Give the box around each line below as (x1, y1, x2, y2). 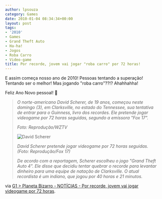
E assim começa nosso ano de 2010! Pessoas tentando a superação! (5, 75, 143, 81)
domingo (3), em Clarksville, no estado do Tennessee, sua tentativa (17, 105, 154, 111)
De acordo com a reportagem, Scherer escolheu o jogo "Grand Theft (17, 158, 156, 164)
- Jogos (5, 48, 21, 53)
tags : (5, 25, 16, 30)
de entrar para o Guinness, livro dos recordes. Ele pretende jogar (17, 110, 148, 115)
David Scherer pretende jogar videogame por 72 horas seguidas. (17, 143, 149, 149)
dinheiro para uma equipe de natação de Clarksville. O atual (17, 168, 139, 174)
